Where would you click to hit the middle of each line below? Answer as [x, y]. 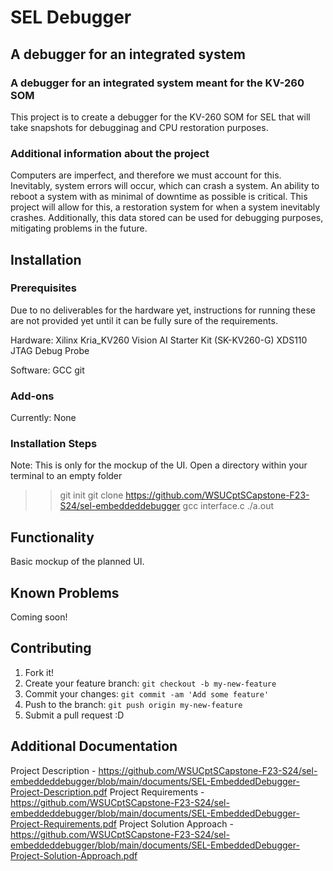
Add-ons [32, 396]
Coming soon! [39, 617]
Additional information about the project [110, 153]
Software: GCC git [47, 370]
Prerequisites [43, 288]
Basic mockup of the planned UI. [77, 562]
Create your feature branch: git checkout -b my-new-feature [150, 683]
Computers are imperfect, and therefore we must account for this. [146, 175]
